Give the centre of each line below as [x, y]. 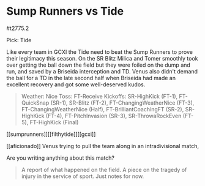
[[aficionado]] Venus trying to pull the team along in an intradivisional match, [102, 146]
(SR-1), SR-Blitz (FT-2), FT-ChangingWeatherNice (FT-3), [122, 103]
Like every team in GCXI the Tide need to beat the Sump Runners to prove [99, 52]
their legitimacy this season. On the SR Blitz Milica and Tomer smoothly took [102, 58]
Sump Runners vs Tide [65, 11]
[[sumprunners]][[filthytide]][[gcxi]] [51, 134]
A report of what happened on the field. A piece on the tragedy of [104, 169]
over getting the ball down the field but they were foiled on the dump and [99, 65]
